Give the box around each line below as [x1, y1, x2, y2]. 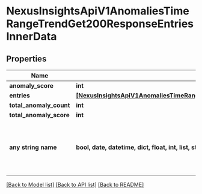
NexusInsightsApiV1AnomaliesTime [6, 4, 189, 18]
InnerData [6, 30, 57, 43]
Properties [6, 53, 47, 64]
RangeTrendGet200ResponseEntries [6, 17, 194, 31]
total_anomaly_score [9, 111, 70, 119]
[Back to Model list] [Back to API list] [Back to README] [6, 181, 144, 188]
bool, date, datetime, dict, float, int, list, [76, 143, 191, 151]
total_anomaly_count [9, 101, 70, 109]
